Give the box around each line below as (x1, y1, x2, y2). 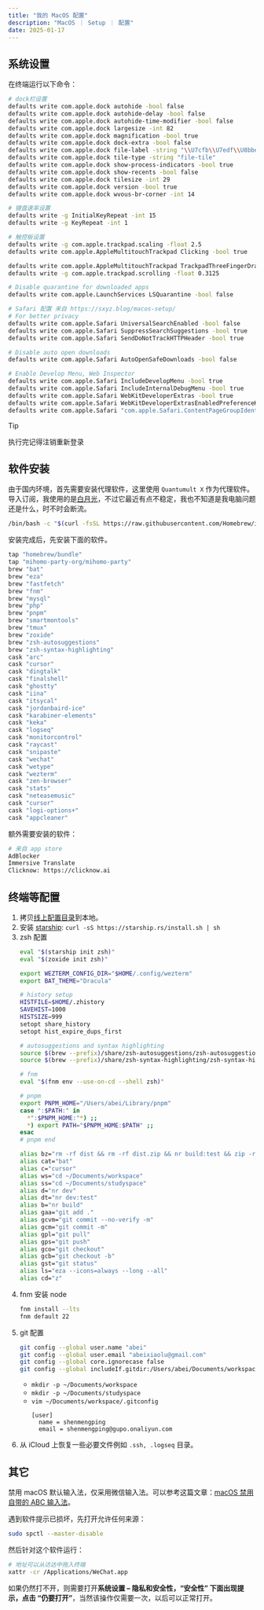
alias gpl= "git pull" (19, 1230, 90, 1238)
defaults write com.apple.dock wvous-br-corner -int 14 (8, 190, 195, 198)
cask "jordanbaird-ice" (8, 704, 86, 712)
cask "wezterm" (8, 770, 58, 778)
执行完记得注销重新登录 (8, 437, 84, 447)
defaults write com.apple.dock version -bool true (8, 182, 178, 191)
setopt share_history (19, 1020, 90, 1028)
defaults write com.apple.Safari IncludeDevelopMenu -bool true (8, 377, 223, 385)
